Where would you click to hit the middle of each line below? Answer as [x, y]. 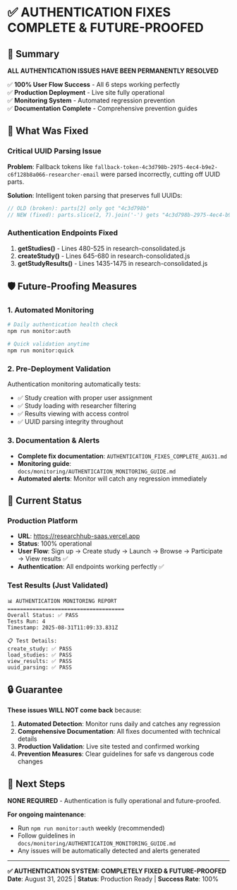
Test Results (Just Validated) [58, 585]
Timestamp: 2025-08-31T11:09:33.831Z [63, 627]
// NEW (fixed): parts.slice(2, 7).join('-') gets [83, 215]
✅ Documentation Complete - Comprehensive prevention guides [102, 108]
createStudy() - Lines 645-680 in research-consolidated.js [104, 256]
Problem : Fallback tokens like [50, 166]
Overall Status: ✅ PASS [43, 615]
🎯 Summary [34, 54]
